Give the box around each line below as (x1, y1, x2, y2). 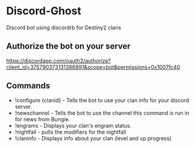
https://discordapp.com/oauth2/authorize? (6, 57, 111, 64)
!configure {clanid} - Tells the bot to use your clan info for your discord (14, 97, 190, 104)
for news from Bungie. (14, 115, 70, 123)
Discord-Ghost (6, 4, 82, 18)
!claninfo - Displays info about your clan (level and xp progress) (14, 134, 172, 141)
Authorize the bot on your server (6, 41, 131, 51)
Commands (6, 81, 51, 91)
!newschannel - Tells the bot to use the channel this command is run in (14, 109, 190, 116)
